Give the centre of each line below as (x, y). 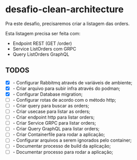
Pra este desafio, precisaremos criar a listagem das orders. (67, 24)
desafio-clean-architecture (64, 9)
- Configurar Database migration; (48, 94)
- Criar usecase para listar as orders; (51, 111)
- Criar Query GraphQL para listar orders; (56, 129)
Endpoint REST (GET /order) (42, 43)
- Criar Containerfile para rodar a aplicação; (59, 134)
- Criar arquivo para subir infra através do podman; (66, 88)
